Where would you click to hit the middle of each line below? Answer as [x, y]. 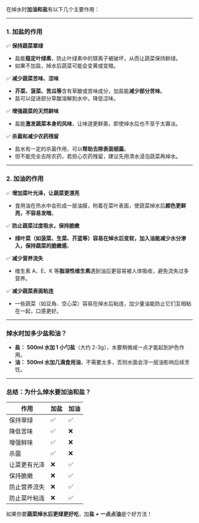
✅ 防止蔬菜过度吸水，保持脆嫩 [43, 226]
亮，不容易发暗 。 [36, 213]
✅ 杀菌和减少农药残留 [33, 137]
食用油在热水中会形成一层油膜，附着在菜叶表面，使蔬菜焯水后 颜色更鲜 [100, 205]
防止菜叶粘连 [27, 498]
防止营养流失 [27, 487]
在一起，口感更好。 [38, 310]
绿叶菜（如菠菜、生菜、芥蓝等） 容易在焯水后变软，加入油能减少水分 [98, 238]
